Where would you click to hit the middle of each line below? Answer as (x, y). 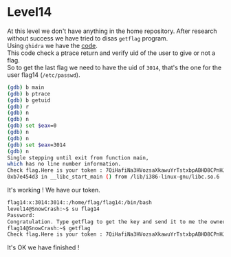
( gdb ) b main (26, 87)
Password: (21, 215)
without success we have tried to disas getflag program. (88, 38)
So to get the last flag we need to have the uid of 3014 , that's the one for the (114, 67)
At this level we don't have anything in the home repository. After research (112, 31)
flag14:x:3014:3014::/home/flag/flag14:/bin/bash (80, 203)
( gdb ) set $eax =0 (32, 126)
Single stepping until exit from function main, (78, 158)
